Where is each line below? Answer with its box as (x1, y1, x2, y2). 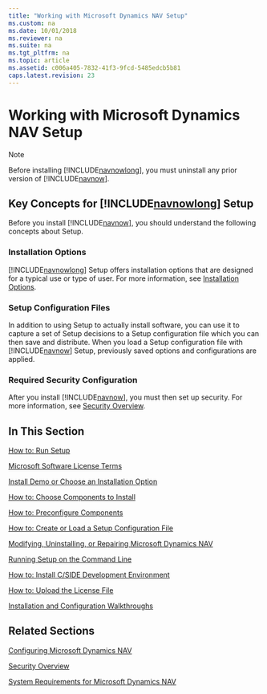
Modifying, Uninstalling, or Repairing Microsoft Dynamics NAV (8, 539, 214, 549)
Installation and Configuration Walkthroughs (8, 601, 154, 611)
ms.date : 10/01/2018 (8, 26, 78, 34)
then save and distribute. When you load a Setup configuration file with (8, 337, 243, 347)
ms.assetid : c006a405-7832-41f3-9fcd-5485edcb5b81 (8, 64, 181, 72)
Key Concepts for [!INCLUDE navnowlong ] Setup (8, 197, 254, 210)
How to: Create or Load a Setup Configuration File (8, 523, 174, 534)
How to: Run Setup (8, 446, 71, 456)
